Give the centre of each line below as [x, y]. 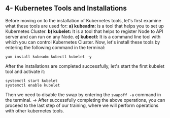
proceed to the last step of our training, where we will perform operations [82, 105]
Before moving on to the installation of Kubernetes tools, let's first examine [83, 20]
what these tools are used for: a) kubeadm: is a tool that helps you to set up [84, 26]
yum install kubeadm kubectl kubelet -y [49, 57]
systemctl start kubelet [31, 81]
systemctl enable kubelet [32, 85]
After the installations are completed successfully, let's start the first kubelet [85, 66]
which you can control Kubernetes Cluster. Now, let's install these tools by [83, 42]
